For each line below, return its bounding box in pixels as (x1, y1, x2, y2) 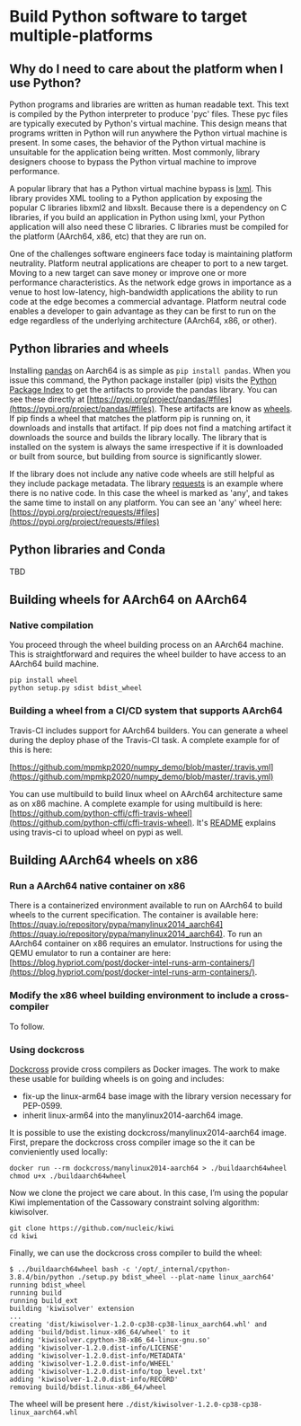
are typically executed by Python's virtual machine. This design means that (9, 119, 288, 128)
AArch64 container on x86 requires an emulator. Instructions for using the (9, 938, 283, 949)
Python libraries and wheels (9, 341, 169, 357)
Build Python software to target (9, 6, 248, 27)
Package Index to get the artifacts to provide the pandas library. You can (9, 384, 278, 394)
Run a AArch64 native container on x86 (9, 879, 186, 891)
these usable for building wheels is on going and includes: (9, 1073, 225, 1084)
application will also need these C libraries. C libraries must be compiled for (9, 222, 289, 232)
